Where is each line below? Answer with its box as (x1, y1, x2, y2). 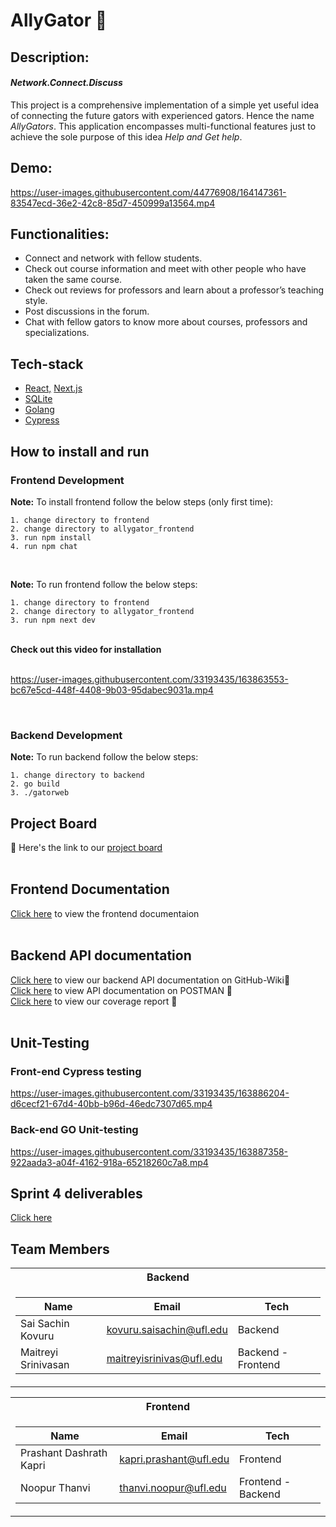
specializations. (24, 327, 90, 339)
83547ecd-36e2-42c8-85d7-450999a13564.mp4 (10, 197, 216, 209)
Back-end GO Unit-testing (10, 1123, 139, 1137)
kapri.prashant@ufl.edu (119, 1452, 230, 1466)
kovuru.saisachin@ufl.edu (106, 1323, 228, 1337)
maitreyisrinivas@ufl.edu (106, 1352, 223, 1366)
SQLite (24, 393, 53, 405)
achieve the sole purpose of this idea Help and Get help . (10, 130, 243, 143)
